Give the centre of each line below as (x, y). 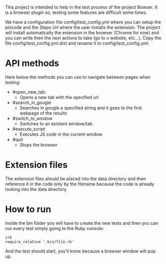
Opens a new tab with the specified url (59, 97)
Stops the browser (39, 145)
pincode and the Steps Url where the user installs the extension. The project (83, 27)
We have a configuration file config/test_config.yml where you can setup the (83, 22)
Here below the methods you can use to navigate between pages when (78, 77)
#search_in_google (31, 102)
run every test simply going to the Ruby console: (55, 228)
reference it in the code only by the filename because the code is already (80, 184)
